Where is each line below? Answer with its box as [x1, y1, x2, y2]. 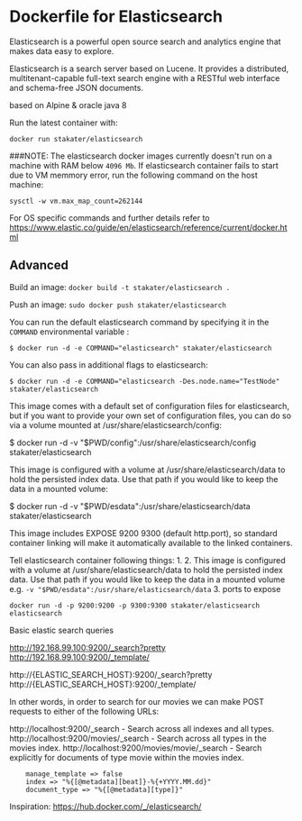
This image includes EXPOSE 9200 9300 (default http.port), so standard [9, 527, 278, 538]
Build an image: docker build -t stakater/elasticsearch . [9, 281, 231, 292]
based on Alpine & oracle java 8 [9, 99, 127, 110]
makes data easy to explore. [9, 45, 114, 56]
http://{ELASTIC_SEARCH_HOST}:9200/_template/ [9, 679, 197, 689]
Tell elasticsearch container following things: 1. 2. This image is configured [9, 554, 286, 565]
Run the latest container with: [9, 117, 119, 128]
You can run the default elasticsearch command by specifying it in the [9, 316, 270, 327]
